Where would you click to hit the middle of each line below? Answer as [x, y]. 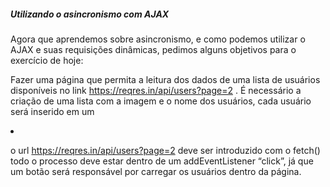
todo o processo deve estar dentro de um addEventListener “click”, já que [162, 161]
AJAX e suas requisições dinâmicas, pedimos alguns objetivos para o [153, 49]
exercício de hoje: [47, 60]
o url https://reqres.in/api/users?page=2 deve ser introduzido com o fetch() [165, 150]
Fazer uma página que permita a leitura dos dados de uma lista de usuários [165, 79]
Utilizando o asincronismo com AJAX [90, 14]
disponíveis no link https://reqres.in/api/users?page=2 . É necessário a [156, 90]
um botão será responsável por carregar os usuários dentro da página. [156, 171]
